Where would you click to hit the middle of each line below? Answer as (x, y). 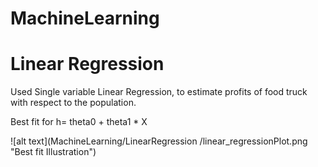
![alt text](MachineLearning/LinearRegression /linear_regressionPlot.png (159, 141)
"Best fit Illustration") (53, 152)
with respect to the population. (73, 103)
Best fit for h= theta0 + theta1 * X (79, 122)
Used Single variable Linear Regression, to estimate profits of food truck (159, 92)
